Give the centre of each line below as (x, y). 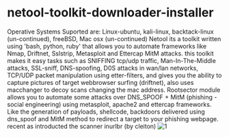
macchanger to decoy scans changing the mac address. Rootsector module (114, 90)
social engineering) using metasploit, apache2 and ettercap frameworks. (109, 104)
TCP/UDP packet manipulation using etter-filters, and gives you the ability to (114, 75)
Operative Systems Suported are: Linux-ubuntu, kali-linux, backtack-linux (110, 32)
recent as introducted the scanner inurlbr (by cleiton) (82, 126)
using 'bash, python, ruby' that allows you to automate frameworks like (107, 46)
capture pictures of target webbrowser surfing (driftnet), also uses (100, 82)
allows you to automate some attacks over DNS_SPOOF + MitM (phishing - (112, 97)
